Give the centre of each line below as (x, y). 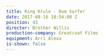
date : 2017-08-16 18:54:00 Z (42, 17)
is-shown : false (26, 44)
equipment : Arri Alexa (34, 38)
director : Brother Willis (38, 28)
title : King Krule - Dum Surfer (46, 11)
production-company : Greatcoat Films (52, 33)
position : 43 (22, 22)
